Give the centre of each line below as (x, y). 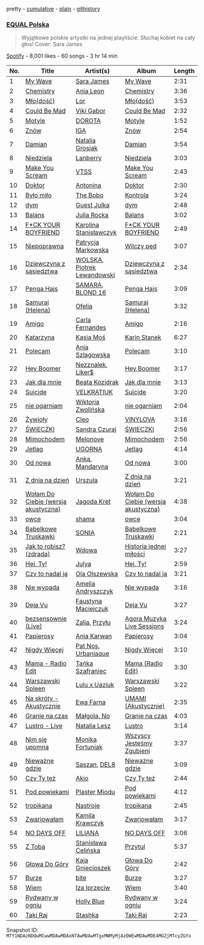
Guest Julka (93, 205)
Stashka (87, 915)
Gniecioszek (93, 868)
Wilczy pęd (141, 246)
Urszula (87, 480)
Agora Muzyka (146, 618)
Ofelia (84, 306)
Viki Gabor (91, 111)
